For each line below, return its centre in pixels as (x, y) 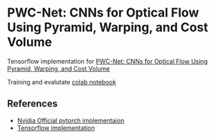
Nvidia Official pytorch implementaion (71, 120)
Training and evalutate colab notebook (62, 82)
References (32, 104)
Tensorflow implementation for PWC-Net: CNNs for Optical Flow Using (107, 61)
